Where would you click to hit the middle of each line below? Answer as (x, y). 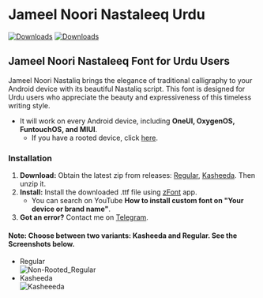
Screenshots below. (41, 243)
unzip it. (32, 184)
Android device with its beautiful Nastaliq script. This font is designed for (127, 89)
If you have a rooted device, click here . (94, 138)
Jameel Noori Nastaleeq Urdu (107, 15)
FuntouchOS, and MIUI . (58, 129)
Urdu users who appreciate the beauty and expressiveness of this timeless (130, 97)
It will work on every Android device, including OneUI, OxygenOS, (127, 121)
